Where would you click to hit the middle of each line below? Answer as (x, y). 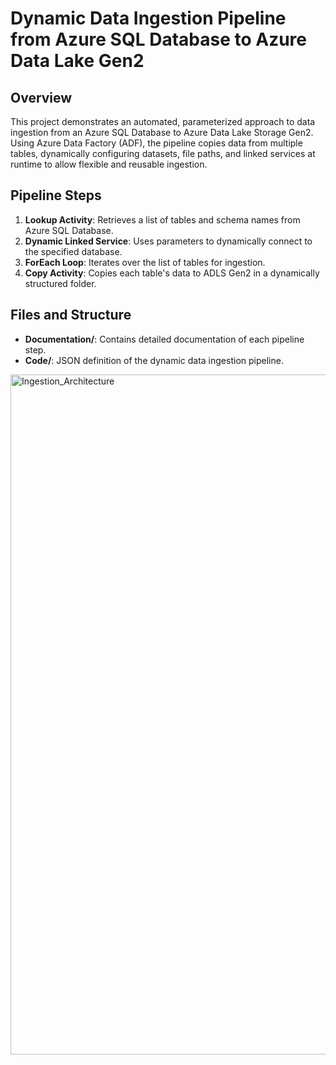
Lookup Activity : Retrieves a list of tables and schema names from (162, 219)
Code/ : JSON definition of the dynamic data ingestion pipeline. (154, 360)
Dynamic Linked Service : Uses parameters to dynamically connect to (168, 241)
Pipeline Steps (56, 195)
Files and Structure (71, 315)
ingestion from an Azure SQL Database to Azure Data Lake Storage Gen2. (162, 132)
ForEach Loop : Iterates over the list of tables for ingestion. (145, 262)
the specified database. (73, 251)
